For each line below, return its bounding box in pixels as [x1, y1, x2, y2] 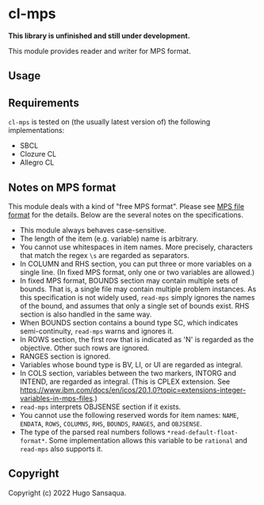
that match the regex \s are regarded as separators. [19, 250, 190, 260]
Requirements [8, 96, 79, 109]
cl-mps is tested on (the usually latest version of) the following [8, 117, 211, 127]
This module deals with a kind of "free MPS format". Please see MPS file [8, 201, 244, 211]
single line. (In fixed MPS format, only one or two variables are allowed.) [19, 267, 255, 277]
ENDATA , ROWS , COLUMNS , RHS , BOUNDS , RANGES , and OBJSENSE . [19, 419, 202, 428]
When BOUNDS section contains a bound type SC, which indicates [19, 317, 239, 327]
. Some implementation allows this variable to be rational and [44, 435, 248, 445]
